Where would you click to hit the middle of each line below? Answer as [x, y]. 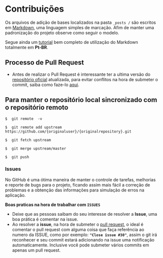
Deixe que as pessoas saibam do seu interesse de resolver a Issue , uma [84, 214]
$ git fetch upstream [28, 140]
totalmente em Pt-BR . [27, 47]
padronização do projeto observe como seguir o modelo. [62, 33]
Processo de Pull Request [45, 62]
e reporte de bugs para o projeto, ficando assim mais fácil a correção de [78, 185]
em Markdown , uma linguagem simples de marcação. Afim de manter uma [80, 27]
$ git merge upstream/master [36, 148]
